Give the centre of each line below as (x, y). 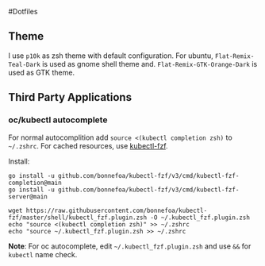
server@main (28, 197)
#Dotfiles (23, 12)
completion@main (35, 183)
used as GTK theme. (42, 72)
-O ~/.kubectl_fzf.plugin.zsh (200, 218)
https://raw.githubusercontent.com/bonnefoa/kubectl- (117, 210)
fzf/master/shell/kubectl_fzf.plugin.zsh (78, 218)
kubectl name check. (43, 254)
